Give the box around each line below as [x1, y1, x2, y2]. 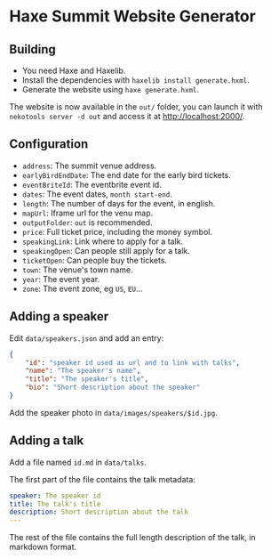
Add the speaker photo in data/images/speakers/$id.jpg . [9, 407, 218, 417]
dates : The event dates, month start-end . [21, 189, 173, 199]
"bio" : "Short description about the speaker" [25, 383, 201, 393]
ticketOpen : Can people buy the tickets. [21, 255, 167, 265]
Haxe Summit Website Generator [9, 6, 256, 27]
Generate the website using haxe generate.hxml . [21, 85, 200, 94]
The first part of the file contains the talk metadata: [9, 474, 195, 484]
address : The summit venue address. [21, 160, 157, 171]
